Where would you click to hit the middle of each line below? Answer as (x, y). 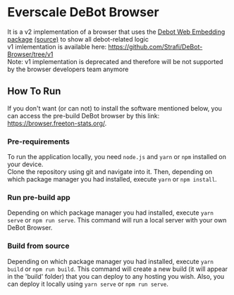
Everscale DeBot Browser (84, 12)
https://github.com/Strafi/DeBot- (155, 46)
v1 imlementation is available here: (57, 46)
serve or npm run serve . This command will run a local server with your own (117, 220)
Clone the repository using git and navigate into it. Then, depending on (110, 172)
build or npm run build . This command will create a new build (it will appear (117, 269)
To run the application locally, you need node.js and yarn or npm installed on (117, 157)
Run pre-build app (39, 197)
